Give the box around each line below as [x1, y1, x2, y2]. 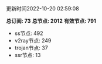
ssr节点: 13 [14, 52, 41, 58]
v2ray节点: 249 [14, 37, 52, 44]
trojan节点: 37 [14, 44, 48, 51]
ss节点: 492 [14, 30, 43, 37]
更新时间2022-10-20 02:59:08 [6, 5, 79, 12]
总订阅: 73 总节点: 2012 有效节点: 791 [6, 17, 97, 24]
